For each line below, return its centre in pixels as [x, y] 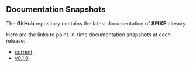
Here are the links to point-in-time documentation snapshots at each [89, 35]
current [23, 52]
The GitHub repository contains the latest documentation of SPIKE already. [96, 23]
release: [16, 40]
